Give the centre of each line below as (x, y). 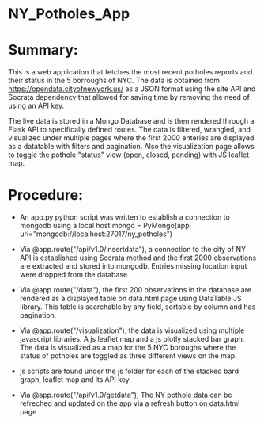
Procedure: (46, 195)
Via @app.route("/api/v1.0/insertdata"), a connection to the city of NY (133, 250)
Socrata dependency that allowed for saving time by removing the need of (129, 97)
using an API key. (36, 106)
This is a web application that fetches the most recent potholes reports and (130, 72)
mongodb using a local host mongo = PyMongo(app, (106, 226)
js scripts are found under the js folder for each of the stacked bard (129, 371)
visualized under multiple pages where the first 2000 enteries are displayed (131, 138)
